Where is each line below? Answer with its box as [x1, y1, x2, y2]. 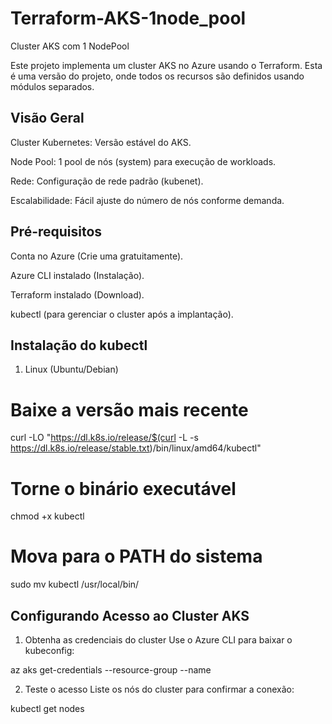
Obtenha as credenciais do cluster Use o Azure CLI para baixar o [24, 634, 293, 646]
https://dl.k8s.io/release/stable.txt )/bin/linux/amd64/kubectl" [10, 442, 262, 454]
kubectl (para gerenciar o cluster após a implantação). [10, 308, 234, 320]
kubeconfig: [24, 645, 75, 656]
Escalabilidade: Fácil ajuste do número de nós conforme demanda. [10, 194, 285, 206]
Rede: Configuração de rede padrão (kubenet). [10, 175, 204, 187]
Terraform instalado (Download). [10, 288, 145, 301]
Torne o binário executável [10, 477, 237, 500]
